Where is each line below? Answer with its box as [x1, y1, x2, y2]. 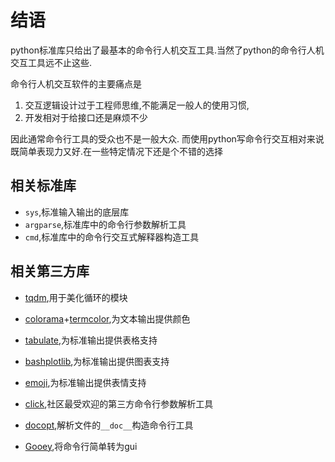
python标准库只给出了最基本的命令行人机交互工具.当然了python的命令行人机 [10, 44, 325, 56]
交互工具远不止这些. [10, 56, 93, 68]
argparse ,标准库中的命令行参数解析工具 [24, 218, 187, 230]
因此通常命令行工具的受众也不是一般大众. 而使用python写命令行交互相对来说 [10, 132, 325, 145]
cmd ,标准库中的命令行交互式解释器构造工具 [24, 231, 200, 243]
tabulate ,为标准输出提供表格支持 [24, 334, 158, 346]
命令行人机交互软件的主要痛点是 [10, 77, 142, 90]
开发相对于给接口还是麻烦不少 [24, 111, 148, 123]
